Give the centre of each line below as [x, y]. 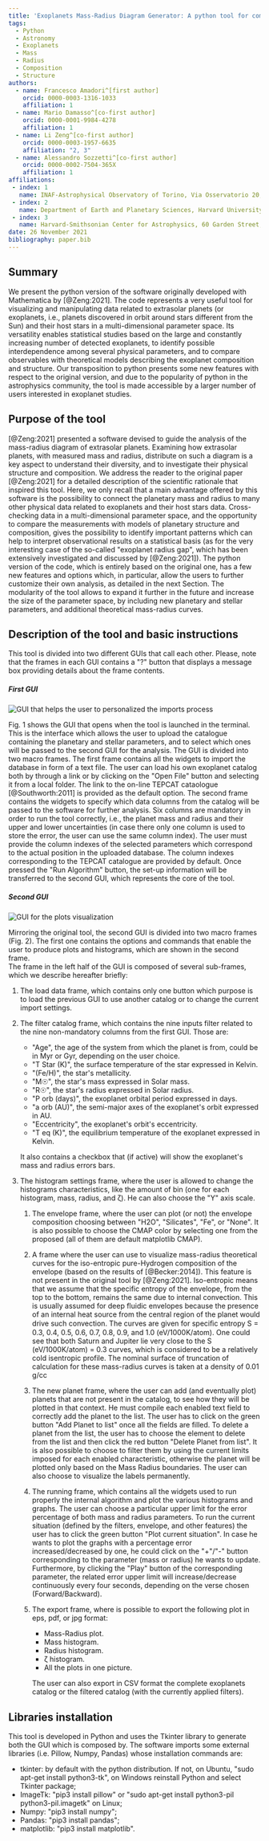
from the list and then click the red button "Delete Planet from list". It [145, 1442]
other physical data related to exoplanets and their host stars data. [118, 507]
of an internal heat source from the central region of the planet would [146, 1314]
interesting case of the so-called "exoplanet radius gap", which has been [128, 549]
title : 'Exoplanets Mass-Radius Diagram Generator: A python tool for [128, 16]
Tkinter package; [48, 1786]
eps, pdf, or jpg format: [70, 1618]
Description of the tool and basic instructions [123, 634]
